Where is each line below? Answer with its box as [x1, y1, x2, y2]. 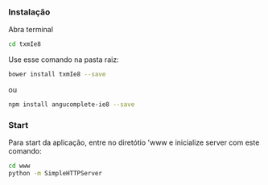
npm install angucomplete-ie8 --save [8, 101, 135, 109]
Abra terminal [8, 25, 54, 35]
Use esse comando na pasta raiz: [8, 55, 119, 64]
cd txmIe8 [8, 40, 42, 48]
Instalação [8, 6, 51, 18]
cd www [8, 162, 31, 171]
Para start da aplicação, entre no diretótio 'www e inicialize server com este [8, 138, 260, 147]
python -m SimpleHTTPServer [8, 170, 103, 178]
